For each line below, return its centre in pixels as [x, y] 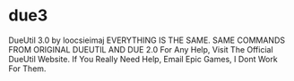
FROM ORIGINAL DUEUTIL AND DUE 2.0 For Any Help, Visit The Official [141, 49]
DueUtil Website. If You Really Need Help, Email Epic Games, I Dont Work [143, 59]
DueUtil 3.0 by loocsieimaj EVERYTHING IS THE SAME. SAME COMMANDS [147, 40]
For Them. [27, 69]
